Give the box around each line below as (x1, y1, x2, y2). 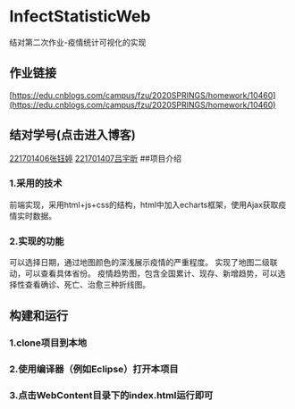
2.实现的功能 (9, 235, 64, 247)
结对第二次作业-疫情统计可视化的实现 (9, 37, 147, 47)
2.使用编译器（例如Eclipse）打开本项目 (9, 363, 179, 376)
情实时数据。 (9, 210, 56, 221)
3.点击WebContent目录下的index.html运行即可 (9, 389, 214, 402)
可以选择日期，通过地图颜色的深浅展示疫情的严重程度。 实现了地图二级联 (9, 257, 278, 268)
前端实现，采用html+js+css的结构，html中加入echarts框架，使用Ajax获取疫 (9, 199, 287, 210)
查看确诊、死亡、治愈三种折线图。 (24, 280, 150, 290)
